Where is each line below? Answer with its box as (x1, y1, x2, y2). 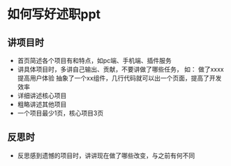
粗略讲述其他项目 (17, 100, 67, 109)
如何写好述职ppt (7, 6, 101, 22)
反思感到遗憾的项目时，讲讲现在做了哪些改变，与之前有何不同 (17, 151, 195, 160)
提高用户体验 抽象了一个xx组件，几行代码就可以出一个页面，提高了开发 (17, 74, 222, 82)
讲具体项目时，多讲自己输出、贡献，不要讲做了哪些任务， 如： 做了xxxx (17, 65, 225, 74)
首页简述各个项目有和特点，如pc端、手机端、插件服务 (17, 57, 172, 64)
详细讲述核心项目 (17, 92, 67, 99)
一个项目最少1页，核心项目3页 (17, 109, 104, 117)
